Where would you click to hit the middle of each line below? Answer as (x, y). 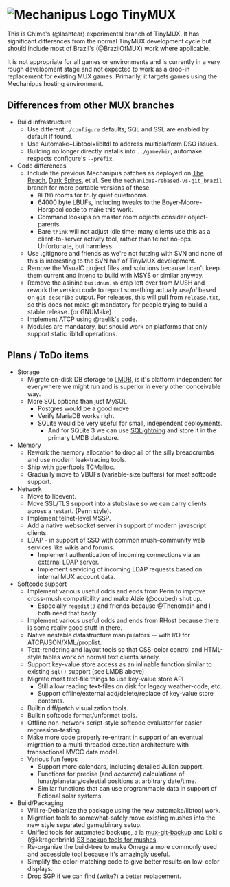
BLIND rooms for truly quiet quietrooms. (93, 195)
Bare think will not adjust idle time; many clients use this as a (124, 231)
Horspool (50, 209)
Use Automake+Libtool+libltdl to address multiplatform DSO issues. (123, 144)
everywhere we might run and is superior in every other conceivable (124, 386)
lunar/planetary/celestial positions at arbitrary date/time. (117, 781)
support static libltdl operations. (72, 333)
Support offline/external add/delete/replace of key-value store (126, 693)
